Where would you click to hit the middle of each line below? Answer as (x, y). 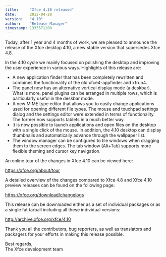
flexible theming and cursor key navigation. (56, 151)
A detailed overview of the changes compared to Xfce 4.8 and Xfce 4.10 (79, 180)
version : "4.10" (24, 19)
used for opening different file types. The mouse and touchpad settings (85, 109)
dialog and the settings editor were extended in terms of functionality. (83, 114)
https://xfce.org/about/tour (33, 170)
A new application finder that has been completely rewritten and (78, 77)
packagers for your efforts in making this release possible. (65, 234)
